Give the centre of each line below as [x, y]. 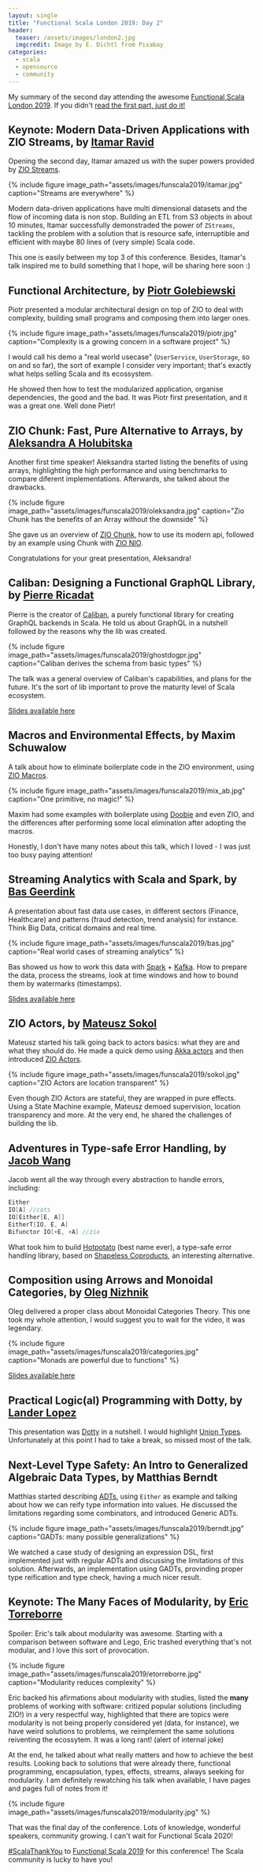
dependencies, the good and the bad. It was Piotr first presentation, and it [128, 398]
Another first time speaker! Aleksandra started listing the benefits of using [128, 462]
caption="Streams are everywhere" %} [72, 193]
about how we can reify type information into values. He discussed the [123, 1504]
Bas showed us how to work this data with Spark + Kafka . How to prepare [128, 966]
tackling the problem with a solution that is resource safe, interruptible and [129, 234]
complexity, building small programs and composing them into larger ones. [129, 318]
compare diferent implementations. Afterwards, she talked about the [119, 479]
